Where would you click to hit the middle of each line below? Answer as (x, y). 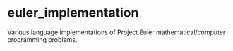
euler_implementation (73, 13)
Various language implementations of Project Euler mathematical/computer (116, 32)
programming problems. (42, 39)
